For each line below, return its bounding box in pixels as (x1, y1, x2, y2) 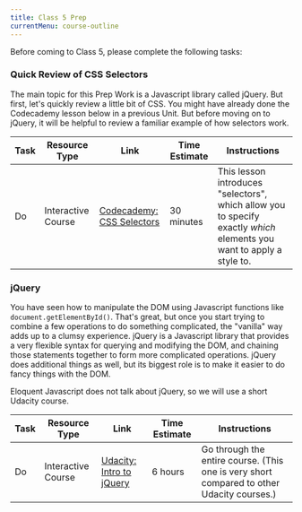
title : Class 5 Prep (10, 13, 88, 22)
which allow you (217, 198, 286, 211)
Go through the (201, 443, 265, 456)
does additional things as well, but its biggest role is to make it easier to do (10, 360, 286, 370)
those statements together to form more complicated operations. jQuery (10, 350, 277, 360)
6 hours (151, 465, 185, 478)
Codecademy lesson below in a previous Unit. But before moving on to (10, 108, 272, 118)
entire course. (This (201, 455, 284, 467)
